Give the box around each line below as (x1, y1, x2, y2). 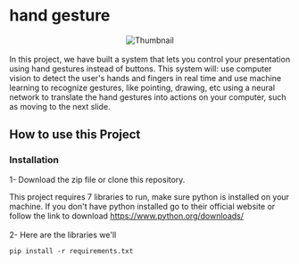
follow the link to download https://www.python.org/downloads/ (9, 210, 244, 221)
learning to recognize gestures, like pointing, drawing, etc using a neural (9, 82, 275, 93)
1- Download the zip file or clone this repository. (9, 174, 186, 185)
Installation (9, 153, 60, 166)
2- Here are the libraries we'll (9, 229, 117, 240)
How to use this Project (9, 127, 141, 143)
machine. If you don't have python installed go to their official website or (9, 201, 276, 211)
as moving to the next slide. (9, 101, 111, 111)
